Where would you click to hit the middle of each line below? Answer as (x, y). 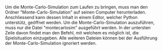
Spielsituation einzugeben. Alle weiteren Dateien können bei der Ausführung (81, 38)
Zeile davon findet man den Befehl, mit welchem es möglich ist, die (72, 33)
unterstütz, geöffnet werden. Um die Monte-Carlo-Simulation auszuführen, (80, 22)
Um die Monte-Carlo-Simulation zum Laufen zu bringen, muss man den (76, 7)
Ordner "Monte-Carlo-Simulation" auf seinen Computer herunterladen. (76, 12)
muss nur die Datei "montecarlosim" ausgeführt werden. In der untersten (78, 28)
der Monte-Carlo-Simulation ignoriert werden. (51, 43)
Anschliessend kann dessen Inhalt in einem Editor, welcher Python (71, 17)
